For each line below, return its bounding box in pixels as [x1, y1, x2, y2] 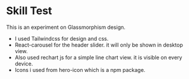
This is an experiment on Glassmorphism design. [6, 24, 126, 31]
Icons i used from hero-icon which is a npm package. [14, 66, 146, 73]
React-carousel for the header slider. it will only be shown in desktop [14, 41, 183, 48]
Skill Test [6, 4, 52, 18]
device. [14, 60, 33, 67]
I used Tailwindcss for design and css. [14, 35, 109, 42]
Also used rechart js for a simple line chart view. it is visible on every [14, 54, 182, 61]
